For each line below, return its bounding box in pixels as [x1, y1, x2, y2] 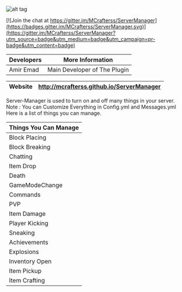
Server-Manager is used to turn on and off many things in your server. [6, 97, 175, 104]
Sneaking [9, 229, 35, 237]
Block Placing [9, 134, 47, 141]
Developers [9, 56, 42, 64]
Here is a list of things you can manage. [6, 110, 102, 117]
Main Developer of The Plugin [47, 66, 129, 73]
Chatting [9, 152, 33, 161]
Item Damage [9, 210, 46, 218]
